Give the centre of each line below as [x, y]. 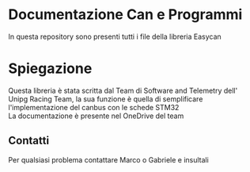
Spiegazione [50, 69]
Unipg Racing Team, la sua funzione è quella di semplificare [106, 99]
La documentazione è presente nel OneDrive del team [96, 116]
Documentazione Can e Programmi [125, 15]
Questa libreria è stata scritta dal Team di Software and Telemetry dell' [123, 90]
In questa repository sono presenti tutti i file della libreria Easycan [115, 36]
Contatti [29, 141]
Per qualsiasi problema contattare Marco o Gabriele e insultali [109, 159]
